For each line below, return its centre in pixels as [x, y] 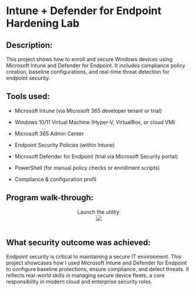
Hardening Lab [43, 23]
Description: [29, 45]
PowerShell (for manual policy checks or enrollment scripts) [87, 168]
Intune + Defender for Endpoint [84, 11]
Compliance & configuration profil [55, 179]
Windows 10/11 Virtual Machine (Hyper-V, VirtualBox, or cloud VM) [95, 122]
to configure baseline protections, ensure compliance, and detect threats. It [98, 269]
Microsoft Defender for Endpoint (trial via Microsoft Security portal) [96, 156]
